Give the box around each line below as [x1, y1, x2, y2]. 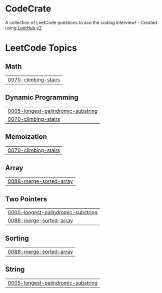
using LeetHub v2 [5, 24, 42, 30]
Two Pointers [5, 195, 47, 203]
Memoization [5, 133, 47, 141]
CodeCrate [5, 3, 51, 14]
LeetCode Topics [5, 42, 77, 54]
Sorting [5, 234, 29, 243]
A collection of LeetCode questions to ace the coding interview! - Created [5, 19, 157, 25]
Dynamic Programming [5, 93, 78, 102]
